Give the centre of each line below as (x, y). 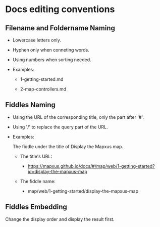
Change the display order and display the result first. (60, 219)
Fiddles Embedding (36, 207)
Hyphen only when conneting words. (51, 50)
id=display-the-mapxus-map (57, 171)
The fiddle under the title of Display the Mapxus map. (68, 146)
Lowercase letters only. (37, 40)
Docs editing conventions (60, 9)
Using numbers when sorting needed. (52, 60)
